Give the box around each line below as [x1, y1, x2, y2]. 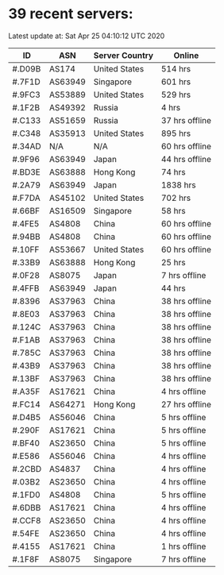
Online [173, 49, 199, 60]
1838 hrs [160, 179, 196, 191]
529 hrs [160, 89, 191, 100]
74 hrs [160, 166, 186, 177]
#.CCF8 [12, 515, 41, 526]
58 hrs [160, 205, 186, 216]
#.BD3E [12, 166, 41, 177]
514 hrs [160, 63, 191, 74]
